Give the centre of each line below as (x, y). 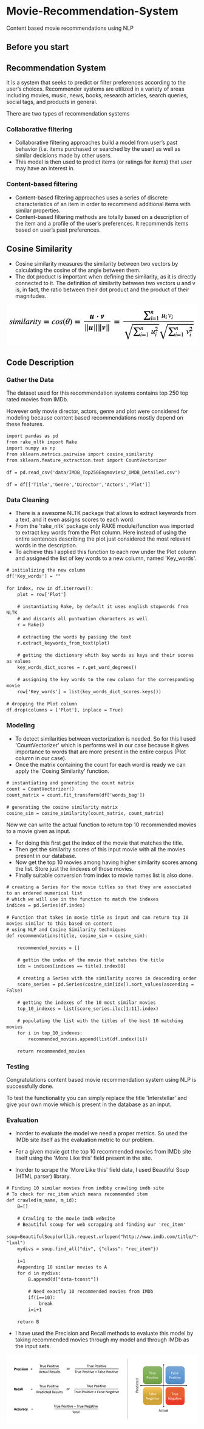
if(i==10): (42, 1298)
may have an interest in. (45, 168)
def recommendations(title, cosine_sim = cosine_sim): (77, 936)
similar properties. (38, 210)
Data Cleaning (28, 500)
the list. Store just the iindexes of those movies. (74, 868)
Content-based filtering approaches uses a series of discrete (91, 197)
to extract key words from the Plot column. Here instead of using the (101, 533)
